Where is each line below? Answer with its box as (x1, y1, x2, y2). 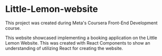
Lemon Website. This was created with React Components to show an (5, 40, 150, 46)
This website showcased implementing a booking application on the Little (5, 35, 157, 41)
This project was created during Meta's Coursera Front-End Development (5, 20, 158, 26)
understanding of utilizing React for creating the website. (5, 45, 123, 51)
